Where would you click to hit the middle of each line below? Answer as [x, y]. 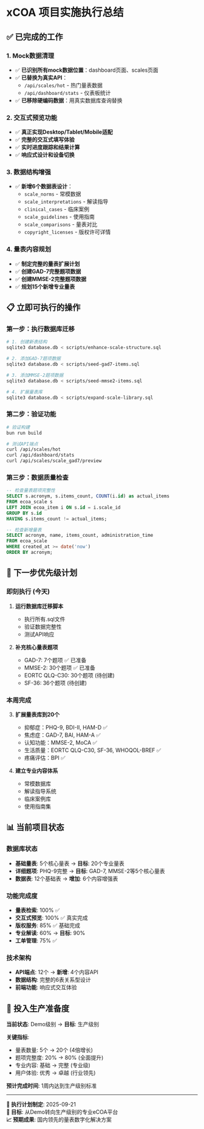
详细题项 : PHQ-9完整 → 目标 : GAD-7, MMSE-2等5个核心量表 [90, 871]
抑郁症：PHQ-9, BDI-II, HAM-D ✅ [66, 727]
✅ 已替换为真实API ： [41, 77]
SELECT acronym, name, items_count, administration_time [80, 536]
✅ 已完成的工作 [35, 37]
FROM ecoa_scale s [29, 502]
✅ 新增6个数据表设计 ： [44, 187]
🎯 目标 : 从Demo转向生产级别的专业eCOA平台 [62, 1112]
